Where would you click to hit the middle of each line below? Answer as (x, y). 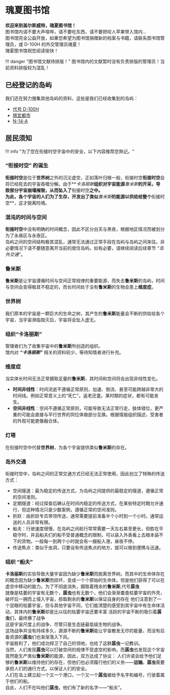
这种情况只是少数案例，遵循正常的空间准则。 (73, 509)
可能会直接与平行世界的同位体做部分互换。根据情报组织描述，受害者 (92, 414)
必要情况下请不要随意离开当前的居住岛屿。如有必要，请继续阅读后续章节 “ (82, 248)
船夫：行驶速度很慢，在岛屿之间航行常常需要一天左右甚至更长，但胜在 (86, 528)
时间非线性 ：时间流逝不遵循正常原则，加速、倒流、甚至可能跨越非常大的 (88, 389)
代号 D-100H (26, 109)
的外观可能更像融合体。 (37, 421)
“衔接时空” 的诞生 (27, 166)
